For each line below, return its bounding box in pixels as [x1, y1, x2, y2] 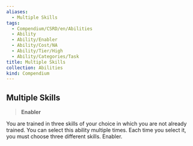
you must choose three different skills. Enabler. [6, 133, 123, 140]
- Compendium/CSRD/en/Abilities [11, 25, 93, 32]
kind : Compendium [6, 70, 50, 76]
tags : [6, 20, 20, 26]
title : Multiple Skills [6, 59, 66, 65]
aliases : [6, 8, 28, 15]
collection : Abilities [6, 64, 63, 71]
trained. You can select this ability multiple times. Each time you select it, [6, 127, 186, 134]
